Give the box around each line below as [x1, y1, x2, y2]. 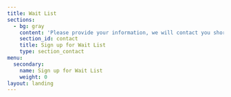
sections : [7, 16, 36, 23]
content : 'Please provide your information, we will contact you [19, 29, 211, 36]
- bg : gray [13, 23, 45, 29]
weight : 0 [19, 73, 48, 81]
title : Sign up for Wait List [19, 42, 107, 48]
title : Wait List [7, 10, 57, 17]
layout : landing [7, 80, 54, 87]
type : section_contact [19, 48, 85, 55]
